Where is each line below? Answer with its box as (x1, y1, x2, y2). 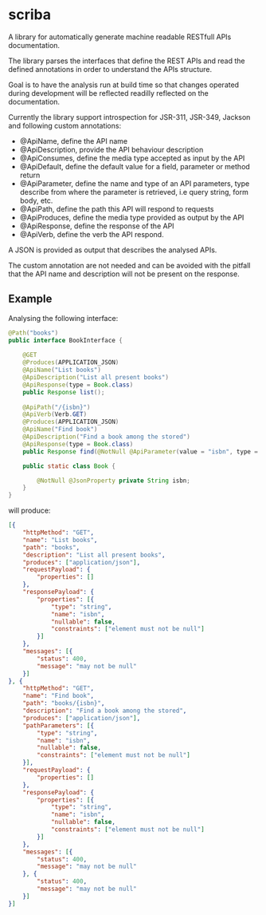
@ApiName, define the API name (19, 136, 128, 145)
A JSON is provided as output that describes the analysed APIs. (8, 245, 217, 255)
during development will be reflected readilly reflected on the (8, 88, 209, 97)
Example (8, 292, 53, 306)
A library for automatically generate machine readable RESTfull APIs (8, 32, 232, 42)
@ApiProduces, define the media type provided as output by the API (19, 212, 244, 222)
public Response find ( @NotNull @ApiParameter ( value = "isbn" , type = (22, 447, 259, 456)
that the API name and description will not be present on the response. (8, 269, 241, 279)
